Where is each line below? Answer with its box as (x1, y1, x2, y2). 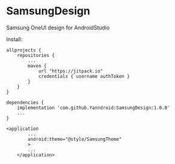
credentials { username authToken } (38, 73, 130, 79)
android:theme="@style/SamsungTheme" (28, 136, 122, 142)
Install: (6, 35, 23, 42)
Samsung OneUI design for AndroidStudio (6, 24, 110, 31)
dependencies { (6, 99, 44, 105)
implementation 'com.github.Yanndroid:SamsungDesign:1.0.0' (17, 105, 170, 111)
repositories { (17, 52, 55, 58)
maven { (28, 63, 47, 69)
